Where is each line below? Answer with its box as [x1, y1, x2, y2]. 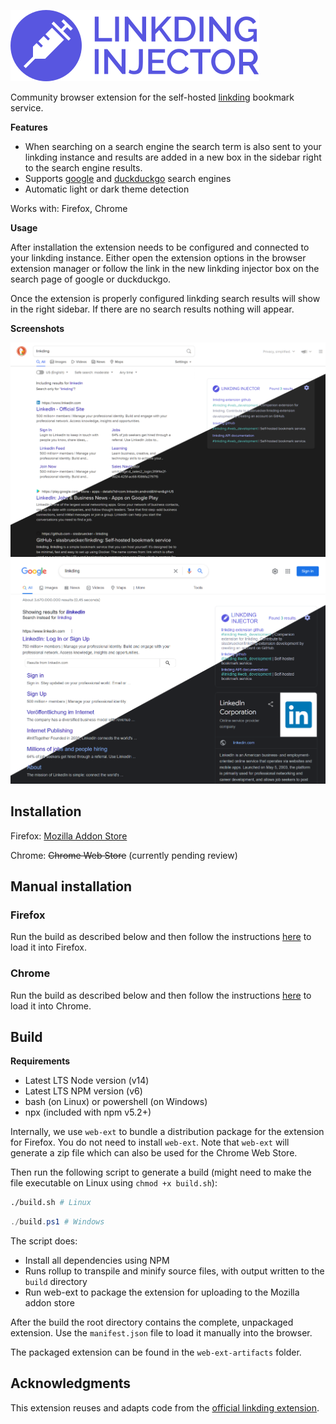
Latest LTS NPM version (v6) [24, 1085, 143, 1097]
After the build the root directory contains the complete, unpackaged [10, 1316, 294, 1329]
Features [10, 121, 48, 133]
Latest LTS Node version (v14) [24, 1075, 150, 1087]
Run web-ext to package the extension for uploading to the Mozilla [24, 1286, 300, 1299]
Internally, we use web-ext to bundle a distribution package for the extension [10, 1126, 325, 1138]
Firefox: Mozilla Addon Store [10, 830, 128, 842]
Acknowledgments [10, 1375, 132, 1392]
